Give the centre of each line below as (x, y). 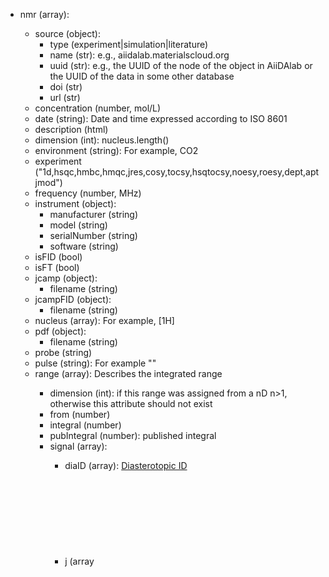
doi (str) (66, 87)
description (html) (71, 129)
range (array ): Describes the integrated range (128, 373)
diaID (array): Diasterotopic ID (126, 465)
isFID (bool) (58, 257)
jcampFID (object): (73, 299)
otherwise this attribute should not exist (131, 403)
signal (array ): (78, 446)
